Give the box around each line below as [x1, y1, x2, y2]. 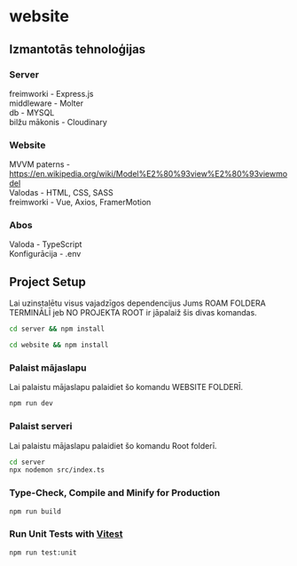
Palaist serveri [9, 420, 73, 433]
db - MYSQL [9, 107, 55, 117]
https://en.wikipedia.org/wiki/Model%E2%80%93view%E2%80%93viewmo [9, 169, 288, 179]
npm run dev [9, 399, 53, 408]
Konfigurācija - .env [9, 249, 82, 259]
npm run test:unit [9, 548, 77, 557]
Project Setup [9, 274, 87, 290]
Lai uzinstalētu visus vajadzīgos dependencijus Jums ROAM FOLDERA [9, 298, 266, 308]
